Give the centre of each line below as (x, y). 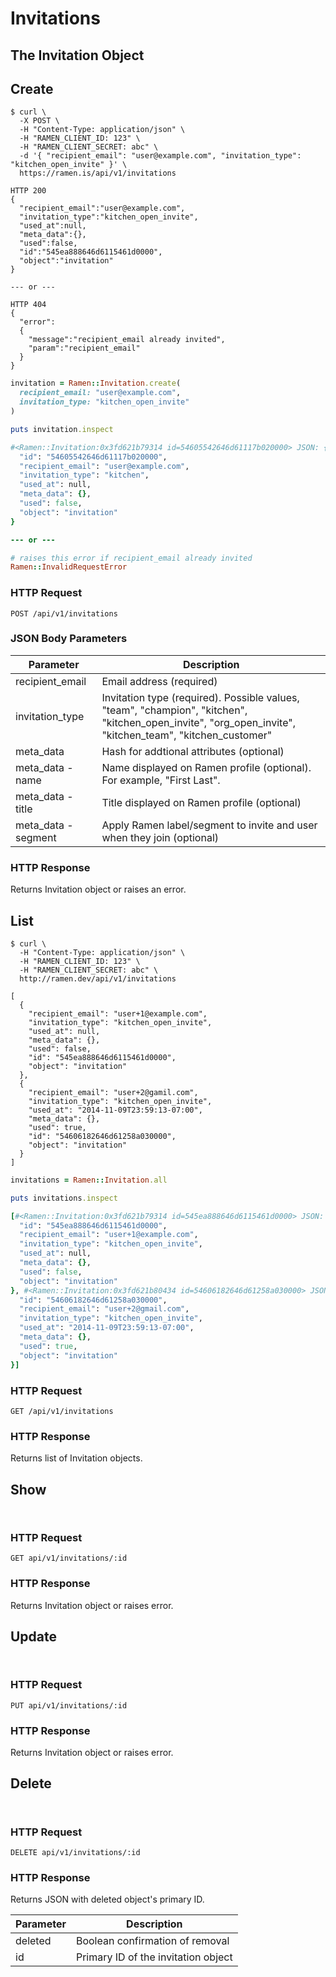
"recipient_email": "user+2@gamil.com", (113, 1092)
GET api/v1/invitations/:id (69, 1558)
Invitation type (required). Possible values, (200, 697)
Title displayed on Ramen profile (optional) (201, 802)
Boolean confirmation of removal (152, 1941)
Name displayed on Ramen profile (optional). (206, 767)
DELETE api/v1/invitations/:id (75, 1853)
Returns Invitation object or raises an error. (98, 889)
